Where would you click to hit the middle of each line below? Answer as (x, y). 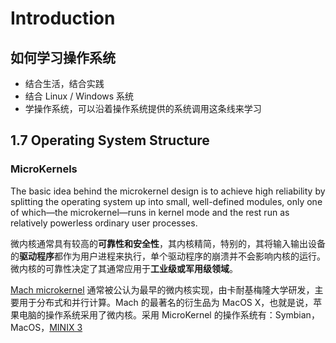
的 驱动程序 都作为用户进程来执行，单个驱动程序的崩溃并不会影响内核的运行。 (168, 256)
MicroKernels (44, 169)
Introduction (63, 18)
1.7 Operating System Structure (110, 140)
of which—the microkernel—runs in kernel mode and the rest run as (150, 212)
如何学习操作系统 (63, 57)
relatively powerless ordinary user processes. (104, 223)
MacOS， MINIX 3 (46, 327)
